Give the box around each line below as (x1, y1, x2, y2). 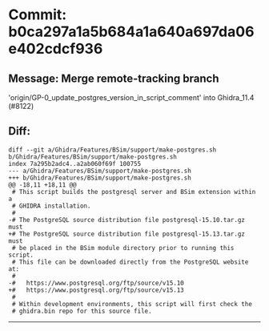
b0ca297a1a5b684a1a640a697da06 (8, 22, 255, 41)
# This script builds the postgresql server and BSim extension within (11, 188, 256, 196)
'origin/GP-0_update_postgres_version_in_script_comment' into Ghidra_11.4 (8, 93, 255, 102)
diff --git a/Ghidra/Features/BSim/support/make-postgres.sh (8, 146, 217, 154)
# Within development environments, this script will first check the (11, 300, 252, 308)
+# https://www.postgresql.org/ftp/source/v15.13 (8, 286, 184, 294)
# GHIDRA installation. (11, 202, 91, 210)
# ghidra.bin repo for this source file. (11, 307, 152, 315)
